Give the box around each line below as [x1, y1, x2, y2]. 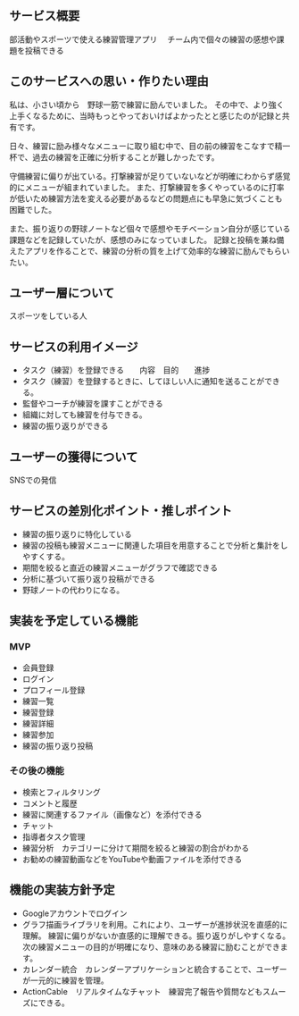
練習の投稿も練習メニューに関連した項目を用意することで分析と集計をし [21, 540, 288, 550]
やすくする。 [21, 550, 70, 561]
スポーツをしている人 [9, 311, 87, 322]
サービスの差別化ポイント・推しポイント [9, 503, 232, 518]
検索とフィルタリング [21, 786, 101, 797]
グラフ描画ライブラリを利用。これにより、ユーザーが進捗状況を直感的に [21, 919, 288, 929]
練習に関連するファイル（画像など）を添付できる [21, 809, 203, 819]
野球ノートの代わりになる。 [21, 584, 125, 595]
